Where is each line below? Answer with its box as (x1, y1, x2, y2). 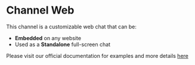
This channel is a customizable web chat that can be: (6, 23, 137, 30)
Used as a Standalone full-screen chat (14, 41, 111, 48)
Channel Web (6, 4, 75, 17)
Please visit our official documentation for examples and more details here (6, 52, 189, 59)
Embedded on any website (14, 34, 82, 41)
